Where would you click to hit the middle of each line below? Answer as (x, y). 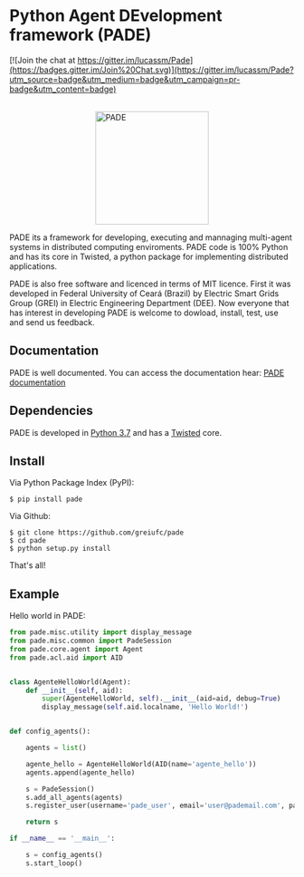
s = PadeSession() (60, 789)
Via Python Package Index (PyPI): (72, 483)
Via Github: (30, 516)
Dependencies (51, 411)
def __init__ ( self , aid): (75, 690)
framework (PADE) (81, 35)
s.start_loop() (54, 863)
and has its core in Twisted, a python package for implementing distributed (149, 256)
